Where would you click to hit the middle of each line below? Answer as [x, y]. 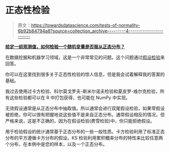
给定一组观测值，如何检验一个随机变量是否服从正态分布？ [65, 46]
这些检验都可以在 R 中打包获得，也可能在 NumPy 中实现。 [70, 97]
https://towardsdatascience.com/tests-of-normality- [86, 25]
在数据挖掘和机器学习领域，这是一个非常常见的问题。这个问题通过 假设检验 [83, 57]
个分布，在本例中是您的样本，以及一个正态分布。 [56, 144]
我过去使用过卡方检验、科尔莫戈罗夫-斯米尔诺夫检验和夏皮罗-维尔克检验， [83, 91]
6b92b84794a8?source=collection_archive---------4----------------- [90, 31]
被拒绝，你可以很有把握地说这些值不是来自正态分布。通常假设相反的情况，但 [85, 114]
